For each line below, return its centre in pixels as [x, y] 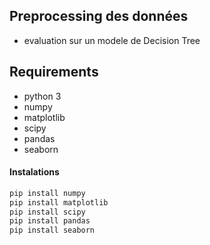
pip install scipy [47, 212]
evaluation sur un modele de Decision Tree [112, 40]
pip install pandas [50, 221]
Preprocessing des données [99, 16]
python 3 [42, 96]
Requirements [54, 72]
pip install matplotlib [59, 202]
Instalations [34, 172]
